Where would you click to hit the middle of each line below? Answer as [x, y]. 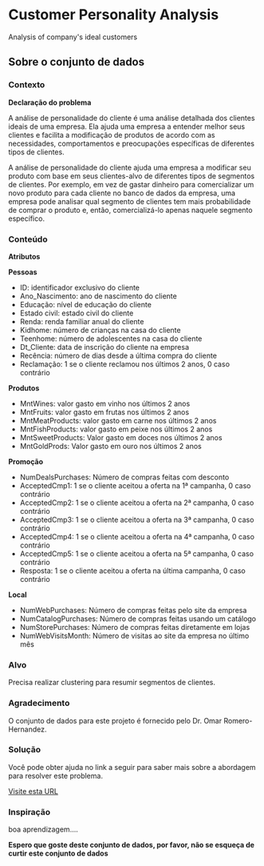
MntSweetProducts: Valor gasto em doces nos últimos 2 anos [121, 437]
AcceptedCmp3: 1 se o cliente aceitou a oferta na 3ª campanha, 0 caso [137, 519]
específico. [27, 219]
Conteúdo [28, 239]
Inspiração [29, 812]
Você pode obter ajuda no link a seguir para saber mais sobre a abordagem [132, 767]
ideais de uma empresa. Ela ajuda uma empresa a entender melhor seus [127, 126]
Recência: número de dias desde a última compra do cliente [118, 355]
